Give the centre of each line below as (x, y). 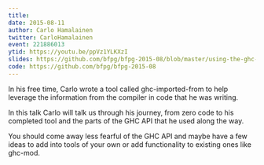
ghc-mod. (24, 152)
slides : (21, 60)
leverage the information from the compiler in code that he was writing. (123, 97)
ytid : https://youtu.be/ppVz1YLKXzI (68, 52)
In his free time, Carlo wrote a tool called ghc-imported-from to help (118, 89)
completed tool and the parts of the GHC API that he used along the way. (126, 121)
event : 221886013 (37, 45)
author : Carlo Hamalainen (50, 30)
